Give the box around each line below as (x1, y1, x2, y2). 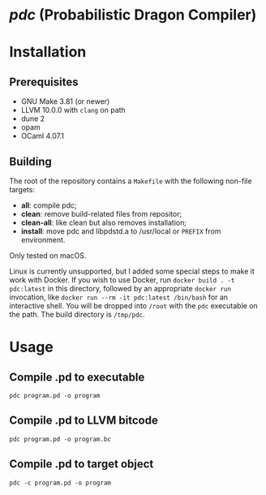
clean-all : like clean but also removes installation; (20, 217, 187, 227)
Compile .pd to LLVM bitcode (9, 414, 159, 428)
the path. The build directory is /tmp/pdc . (9, 310, 145, 319)
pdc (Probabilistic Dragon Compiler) (9, 6, 257, 24)
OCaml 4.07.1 (20, 131, 64, 141)
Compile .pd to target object (9, 457, 154, 471)
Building (9, 154, 52, 168)
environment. (20, 235, 66, 244)
